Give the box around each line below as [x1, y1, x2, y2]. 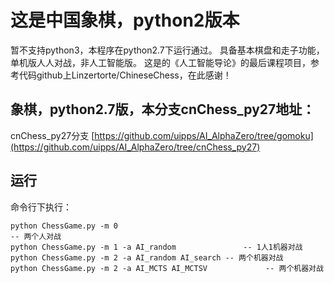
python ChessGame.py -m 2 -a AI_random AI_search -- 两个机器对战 [10, 252, 284, 263]
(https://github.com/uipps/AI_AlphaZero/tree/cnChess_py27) [10, 141, 261, 153]
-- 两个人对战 [10, 231, 62, 241]
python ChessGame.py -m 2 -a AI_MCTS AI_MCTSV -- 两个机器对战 [10, 263, 324, 273]
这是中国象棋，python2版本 [10, 9, 240, 32]
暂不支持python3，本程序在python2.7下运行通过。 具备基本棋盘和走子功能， [10, 44, 325, 56]
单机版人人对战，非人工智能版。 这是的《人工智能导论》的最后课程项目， [10, 56, 311, 68]
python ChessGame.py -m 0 [10, 221, 118, 231]
